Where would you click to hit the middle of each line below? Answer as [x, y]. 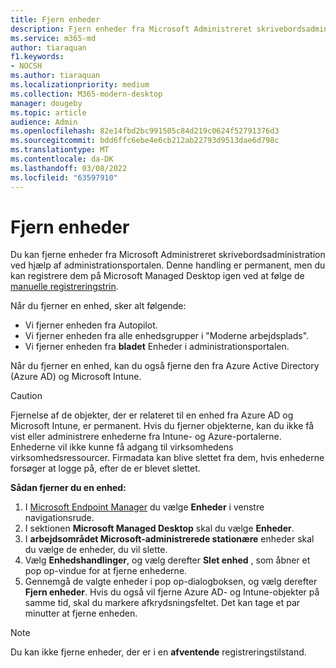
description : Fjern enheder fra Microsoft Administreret [131, 29]
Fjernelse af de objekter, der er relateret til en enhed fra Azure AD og [152, 415]
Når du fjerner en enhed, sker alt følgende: [98, 306]
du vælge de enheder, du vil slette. [96, 550]
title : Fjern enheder [55, 19]
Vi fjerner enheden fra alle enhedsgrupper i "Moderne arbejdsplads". [167, 336]
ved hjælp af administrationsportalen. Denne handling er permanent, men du [168, 265]
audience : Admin [44, 122]
